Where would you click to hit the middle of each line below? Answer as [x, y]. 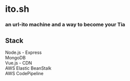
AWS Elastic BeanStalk [28, 68]
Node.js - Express [24, 52]
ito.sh [17, 9]
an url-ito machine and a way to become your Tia [65, 25]
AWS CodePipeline [24, 73]
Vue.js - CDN [19, 63]
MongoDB [15, 57]
